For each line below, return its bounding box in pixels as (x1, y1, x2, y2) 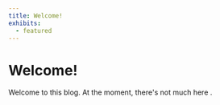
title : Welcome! (8, 11, 63, 20)
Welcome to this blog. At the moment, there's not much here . (8, 87, 213, 97)
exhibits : (8, 19, 42, 27)
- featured (15, 26, 52, 34)
